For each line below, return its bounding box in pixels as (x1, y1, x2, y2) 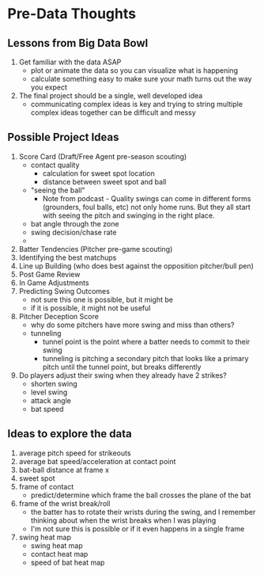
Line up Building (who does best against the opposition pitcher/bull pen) (18, 261, 255, 270)
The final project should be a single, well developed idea (18, 91, 203, 100)
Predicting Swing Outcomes (18, 286, 110, 295)
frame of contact (18, 482, 74, 491)
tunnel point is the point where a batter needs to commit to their (42, 337, 251, 346)
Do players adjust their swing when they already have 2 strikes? (18, 370, 227, 380)
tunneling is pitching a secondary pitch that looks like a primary (42, 353, 249, 363)
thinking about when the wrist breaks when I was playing (30, 516, 217, 525)
